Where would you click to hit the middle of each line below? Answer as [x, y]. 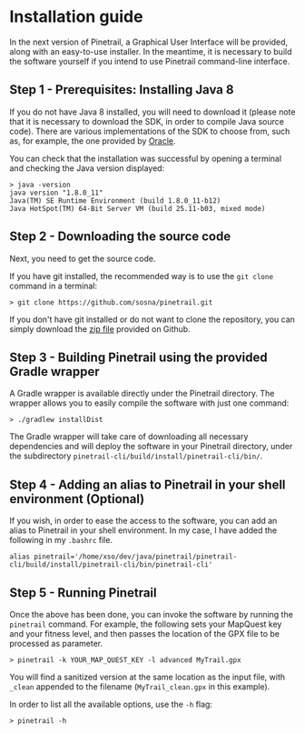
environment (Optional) [77, 499]
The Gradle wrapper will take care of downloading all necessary [129, 437]
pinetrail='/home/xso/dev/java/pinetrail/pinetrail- [135, 557]
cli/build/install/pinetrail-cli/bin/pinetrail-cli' [111, 565]
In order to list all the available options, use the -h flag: [111, 704]
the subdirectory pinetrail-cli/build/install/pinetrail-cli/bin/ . [136, 456]
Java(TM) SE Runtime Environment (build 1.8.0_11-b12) [115, 201]
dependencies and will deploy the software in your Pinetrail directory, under [151, 447]
